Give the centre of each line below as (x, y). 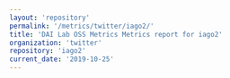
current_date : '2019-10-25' (62, 59)
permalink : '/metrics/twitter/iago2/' (82, 26)
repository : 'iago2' (48, 51)
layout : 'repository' (50, 17)
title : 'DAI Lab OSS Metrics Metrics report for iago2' (116, 34)
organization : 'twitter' (56, 43)
